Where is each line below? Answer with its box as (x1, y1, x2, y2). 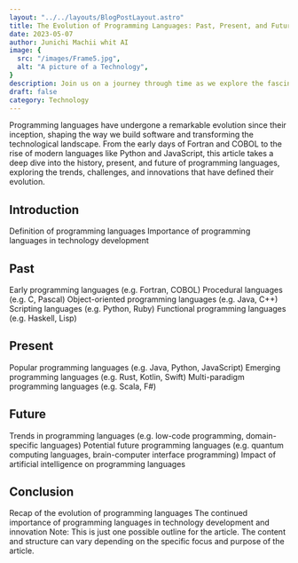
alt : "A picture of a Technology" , (17, 63, 149, 72)
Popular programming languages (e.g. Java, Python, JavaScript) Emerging (9, 361, 281, 373)
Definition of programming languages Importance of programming (9, 226, 251, 236)
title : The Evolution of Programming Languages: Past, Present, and (9, 21, 268, 30)
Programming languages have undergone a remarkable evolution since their (9, 120, 286, 131)
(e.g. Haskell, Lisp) (9, 313, 77, 323)
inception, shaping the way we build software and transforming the (9, 130, 255, 140)
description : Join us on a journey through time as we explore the (9, 79, 264, 88)
